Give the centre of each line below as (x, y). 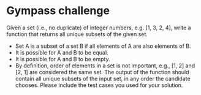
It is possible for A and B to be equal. (62, 52)
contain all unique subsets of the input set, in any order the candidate (103, 78)
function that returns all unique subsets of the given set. (77, 34)
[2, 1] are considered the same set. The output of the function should (102, 72)
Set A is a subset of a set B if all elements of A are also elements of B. (103, 46)
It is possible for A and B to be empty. (63, 59)
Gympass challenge (58, 11)
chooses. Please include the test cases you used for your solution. (99, 85)
